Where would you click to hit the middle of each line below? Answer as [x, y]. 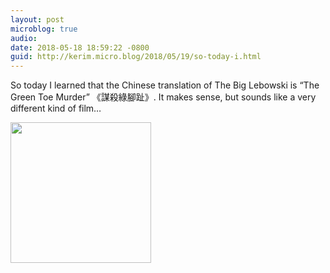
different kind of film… [56, 108]
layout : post [37, 19]
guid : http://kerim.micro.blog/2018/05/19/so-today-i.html [136, 57]
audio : [24, 38]
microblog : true [44, 29]
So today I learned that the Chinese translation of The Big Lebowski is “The [165, 85]
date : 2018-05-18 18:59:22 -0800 [80, 47]
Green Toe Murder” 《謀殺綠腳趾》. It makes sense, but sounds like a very [163, 97]
